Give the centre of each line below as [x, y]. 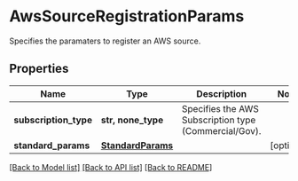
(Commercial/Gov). [221, 130]
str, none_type [132, 120]
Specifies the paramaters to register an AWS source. [105, 41]
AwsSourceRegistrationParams [127, 16]
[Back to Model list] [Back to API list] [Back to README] [111, 167]
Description [222, 93]
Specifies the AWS [220, 108]
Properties [39, 69]
